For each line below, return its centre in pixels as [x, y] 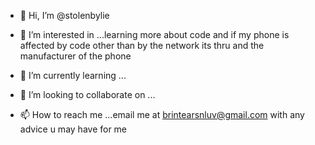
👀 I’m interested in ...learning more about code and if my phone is [154, 34]
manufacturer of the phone [75, 56]
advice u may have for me [73, 129]
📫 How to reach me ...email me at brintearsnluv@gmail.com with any [162, 114]
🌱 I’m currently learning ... [73, 75]
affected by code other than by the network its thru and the [142, 45]
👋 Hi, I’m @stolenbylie [64, 15]
